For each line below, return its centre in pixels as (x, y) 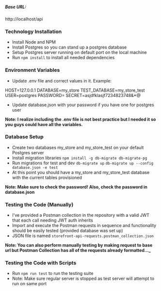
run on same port (29, 284)
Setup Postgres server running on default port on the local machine (79, 52)
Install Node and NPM (34, 42)
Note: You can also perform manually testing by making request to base (79, 245)
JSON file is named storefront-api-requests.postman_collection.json (83, 236)
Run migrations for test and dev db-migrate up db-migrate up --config (83, 163)
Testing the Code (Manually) (39, 205)
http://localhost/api (24, 19)
